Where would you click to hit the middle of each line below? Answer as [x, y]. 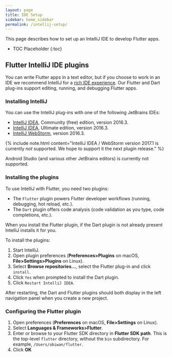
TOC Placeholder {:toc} [37, 49]
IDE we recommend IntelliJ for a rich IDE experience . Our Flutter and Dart [83, 83]
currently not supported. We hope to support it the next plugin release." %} [85, 149]
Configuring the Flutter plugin [43, 311]
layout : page [19, 10]
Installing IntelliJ [26, 101]
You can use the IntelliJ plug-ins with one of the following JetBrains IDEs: [83, 113]
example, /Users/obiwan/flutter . [48, 344]
